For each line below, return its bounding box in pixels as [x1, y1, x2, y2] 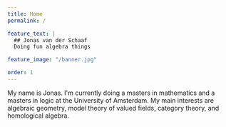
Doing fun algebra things [14, 44, 91, 51]
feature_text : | [7, 30, 56, 37]
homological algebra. [7, 111, 70, 120]
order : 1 [7, 69, 34, 76]
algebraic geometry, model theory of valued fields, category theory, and [7, 103, 220, 112]
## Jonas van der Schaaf [14, 36, 88, 44]
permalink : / [7, 17, 46, 24]
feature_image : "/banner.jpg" [7, 56, 98, 63]
